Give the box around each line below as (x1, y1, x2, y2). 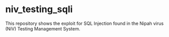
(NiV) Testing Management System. (5, 25, 80, 31)
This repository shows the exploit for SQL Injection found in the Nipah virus (5, 20, 164, 26)
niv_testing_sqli (5, 4, 73, 15)
